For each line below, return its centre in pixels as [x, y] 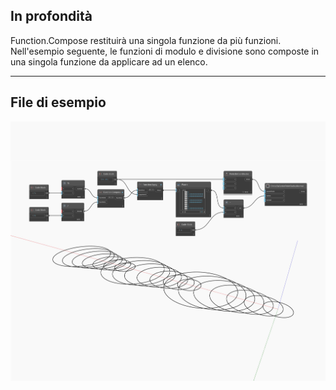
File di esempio [58, 102]
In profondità [51, 16]
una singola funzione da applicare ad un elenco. [109, 61]
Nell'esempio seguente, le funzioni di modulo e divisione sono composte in [165, 51]
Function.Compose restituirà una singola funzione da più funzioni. [146, 40]
